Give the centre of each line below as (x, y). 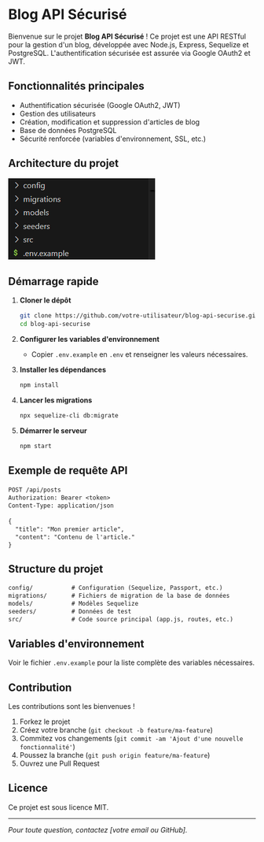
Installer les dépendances (62, 370)
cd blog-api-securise (55, 325)
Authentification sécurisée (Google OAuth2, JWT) (100, 105)
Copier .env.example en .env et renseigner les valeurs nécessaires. (139, 354)
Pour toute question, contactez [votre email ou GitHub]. (98, 829)
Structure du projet (56, 569)
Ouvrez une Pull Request (59, 763)
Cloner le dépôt (45, 300)
